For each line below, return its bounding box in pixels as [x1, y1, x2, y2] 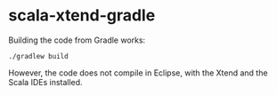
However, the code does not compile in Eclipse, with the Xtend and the [8, 67, 268, 78]
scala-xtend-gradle [8, 5, 156, 26]
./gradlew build [8, 51, 69, 60]
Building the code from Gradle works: [8, 35, 146, 45]
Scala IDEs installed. [8, 76, 83, 87]
